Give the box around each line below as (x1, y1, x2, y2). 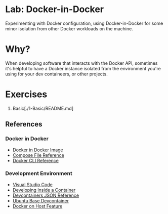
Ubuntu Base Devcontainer (12, 197, 69, 203)
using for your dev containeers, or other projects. (5, 71, 108, 77)
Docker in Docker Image (12, 147, 63, 153)
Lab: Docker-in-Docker (5, 4, 104, 15)
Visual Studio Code (12, 181, 53, 188)
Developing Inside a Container (12, 187, 76, 193)
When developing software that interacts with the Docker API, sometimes (5, 60, 158, 66)
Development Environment (5, 170, 72, 177)
